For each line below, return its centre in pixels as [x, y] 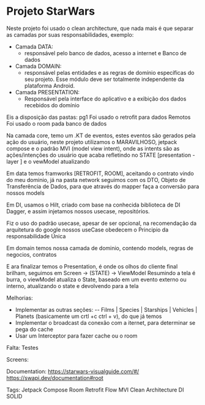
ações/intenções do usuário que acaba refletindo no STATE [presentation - [101, 155]
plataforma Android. [50, 85]
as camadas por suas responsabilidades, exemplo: [70, 34]
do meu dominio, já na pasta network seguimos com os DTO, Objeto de [96, 180]
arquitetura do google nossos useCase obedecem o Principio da [88, 229]
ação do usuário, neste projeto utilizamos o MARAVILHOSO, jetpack [92, 142]
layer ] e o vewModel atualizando [48, 161]
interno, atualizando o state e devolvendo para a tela [73, 286]
